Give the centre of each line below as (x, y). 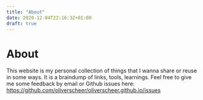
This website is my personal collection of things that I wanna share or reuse (102, 71)
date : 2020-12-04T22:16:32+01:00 (49, 18)
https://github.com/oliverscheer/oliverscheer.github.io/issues (84, 90)
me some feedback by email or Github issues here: (71, 84)
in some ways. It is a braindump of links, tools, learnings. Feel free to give (99, 77)
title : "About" (26, 12)
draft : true (21, 23)
